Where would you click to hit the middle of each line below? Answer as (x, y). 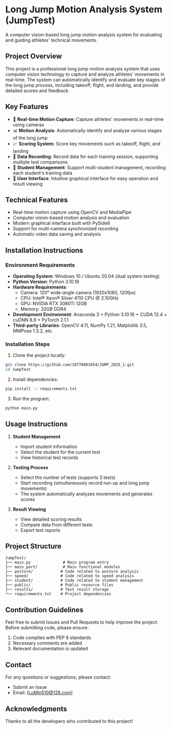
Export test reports (40, 530)
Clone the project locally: (39, 355)
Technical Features (37, 200)
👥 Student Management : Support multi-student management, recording (89, 167)
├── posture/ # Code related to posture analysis (72, 572)
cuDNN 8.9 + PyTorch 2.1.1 (41, 320)
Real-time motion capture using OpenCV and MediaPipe (72, 212)
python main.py (22, 408)
